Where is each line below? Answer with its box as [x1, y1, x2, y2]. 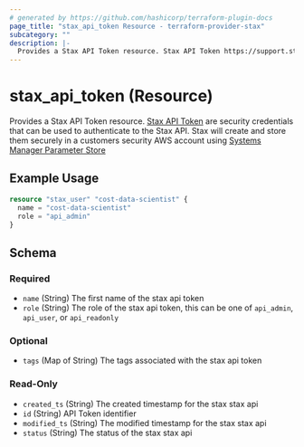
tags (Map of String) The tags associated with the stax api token [22, 355, 262, 366]
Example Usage [9, 171, 100, 186]
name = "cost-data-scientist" [17, 203, 131, 213]
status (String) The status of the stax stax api [22, 427, 193, 438]
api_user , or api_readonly [22, 312, 119, 323]
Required [9, 272, 51, 285]
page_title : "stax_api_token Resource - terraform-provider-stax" [9, 22, 265, 31]
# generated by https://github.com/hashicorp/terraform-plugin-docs [9, 13, 273, 23]
